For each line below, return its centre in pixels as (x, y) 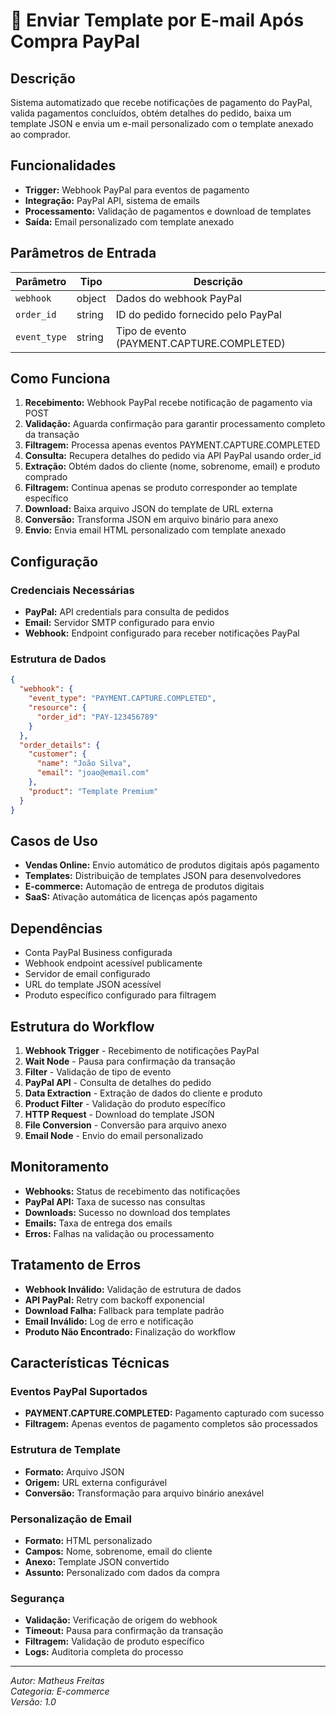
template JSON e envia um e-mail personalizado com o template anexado (162, 123)
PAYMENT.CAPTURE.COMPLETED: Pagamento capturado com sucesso (174, 1413)
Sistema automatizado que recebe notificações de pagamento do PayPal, (161, 102)
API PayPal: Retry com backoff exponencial (114, 1300)
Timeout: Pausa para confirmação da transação (124, 1631)
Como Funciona (60, 379)
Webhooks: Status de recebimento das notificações (132, 1191)
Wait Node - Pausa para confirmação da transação (130, 1061)
